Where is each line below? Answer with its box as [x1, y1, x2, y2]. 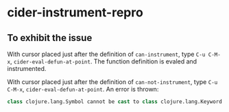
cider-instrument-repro [7, 5, 144, 20]
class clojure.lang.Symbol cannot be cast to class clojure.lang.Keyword [7, 98, 223, 105]
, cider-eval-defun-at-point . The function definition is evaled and [10, 57, 197, 66]
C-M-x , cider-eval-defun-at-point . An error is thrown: [7, 85, 159, 93]
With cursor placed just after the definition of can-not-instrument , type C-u [7, 78, 218, 86]
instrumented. [7, 65, 47, 72]
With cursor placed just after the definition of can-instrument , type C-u [7, 50, 206, 58]
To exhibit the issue [7, 32, 93, 44]
